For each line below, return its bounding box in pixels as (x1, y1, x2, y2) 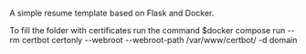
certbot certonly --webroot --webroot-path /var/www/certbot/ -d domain (21, 35, 298, 45)
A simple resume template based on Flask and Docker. (9, 8, 215, 18)
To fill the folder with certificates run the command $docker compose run (9, 25, 286, 35)
